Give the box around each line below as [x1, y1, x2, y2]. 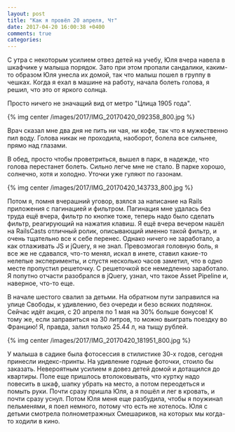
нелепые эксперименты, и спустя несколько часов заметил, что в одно [7, 257, 223, 266]
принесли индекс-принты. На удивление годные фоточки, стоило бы [7, 358, 214, 366]
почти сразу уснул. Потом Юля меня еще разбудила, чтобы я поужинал [7, 395, 223, 403]
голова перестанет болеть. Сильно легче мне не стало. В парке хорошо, [7, 162, 226, 171]
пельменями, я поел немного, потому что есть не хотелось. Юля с [7, 402, 208, 411]
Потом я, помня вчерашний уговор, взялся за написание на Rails [7, 197, 203, 206]
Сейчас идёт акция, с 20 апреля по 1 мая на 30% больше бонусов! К [7, 308, 214, 316]
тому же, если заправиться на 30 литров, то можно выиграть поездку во [7, 315, 228, 324]
